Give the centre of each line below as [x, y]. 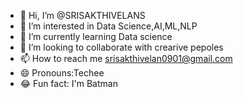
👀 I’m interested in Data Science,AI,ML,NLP [108, 26]
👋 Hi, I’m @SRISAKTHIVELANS [82, 15]
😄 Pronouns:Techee [62, 73]
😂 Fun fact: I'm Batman [68, 83]
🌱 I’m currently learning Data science [96, 36]
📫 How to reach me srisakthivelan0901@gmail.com [126, 58]
